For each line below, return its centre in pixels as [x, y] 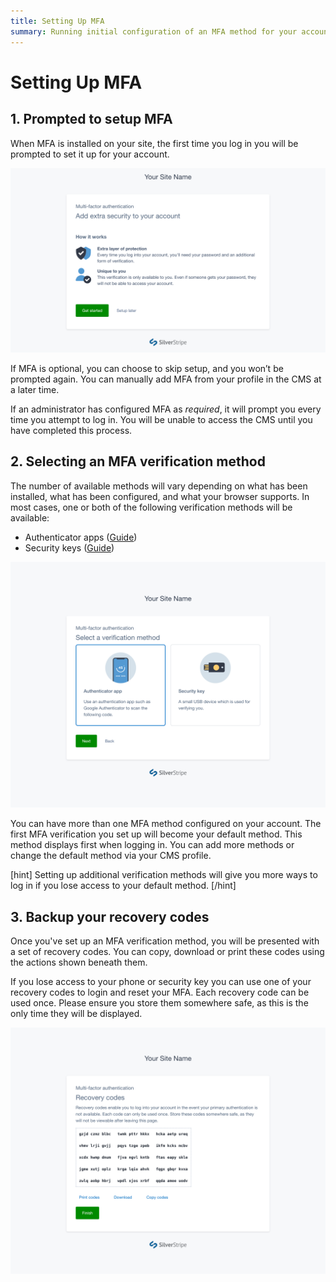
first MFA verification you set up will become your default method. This [156, 834]
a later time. [35, 389]
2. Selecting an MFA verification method [138, 461]
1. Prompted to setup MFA [91, 119]
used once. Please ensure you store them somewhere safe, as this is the [159, 1003]
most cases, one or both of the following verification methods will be [151, 507]
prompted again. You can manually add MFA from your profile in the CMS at [166, 379]
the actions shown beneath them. [79, 962]
